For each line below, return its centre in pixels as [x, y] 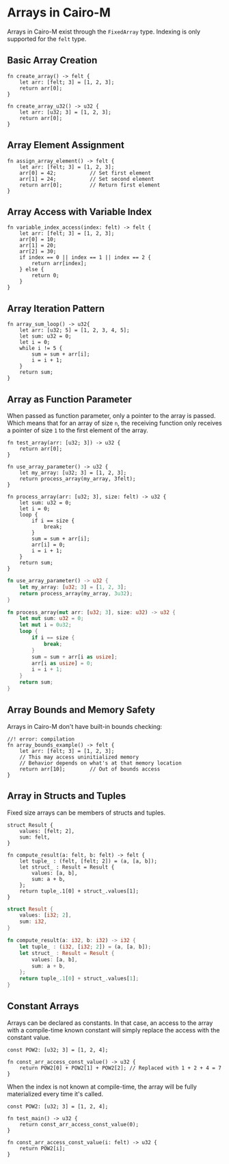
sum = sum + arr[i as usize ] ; [75, 657]
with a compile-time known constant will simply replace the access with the [113, 1030]
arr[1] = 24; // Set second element [87, 179]
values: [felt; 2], [47, 831]
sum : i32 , [33, 922]
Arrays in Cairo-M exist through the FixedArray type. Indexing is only [104, 32]
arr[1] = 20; [38, 246]
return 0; [45, 275]
